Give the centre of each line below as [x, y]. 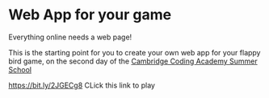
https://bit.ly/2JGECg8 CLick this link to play [82, 85]
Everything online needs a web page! [70, 37]
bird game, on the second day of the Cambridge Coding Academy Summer [133, 61]
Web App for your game [90, 15]
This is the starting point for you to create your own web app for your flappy [134, 52]
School [20, 69]
